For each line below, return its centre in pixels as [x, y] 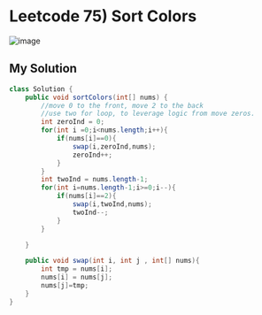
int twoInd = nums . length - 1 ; [95, 180]
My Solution [43, 69]
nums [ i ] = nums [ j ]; [77, 277]
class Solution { [41, 89]
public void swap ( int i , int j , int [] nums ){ [112, 261]
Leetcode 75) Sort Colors [103, 16]
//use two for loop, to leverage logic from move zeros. [148, 114]
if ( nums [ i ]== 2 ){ [86, 196]
